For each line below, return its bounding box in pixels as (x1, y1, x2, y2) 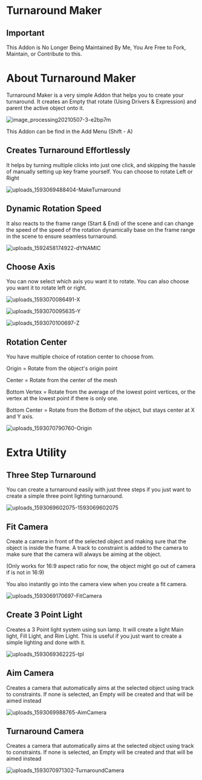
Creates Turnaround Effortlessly (6, 145, 131, 156)
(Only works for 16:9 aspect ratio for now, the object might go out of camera (6, 563, 196, 569)
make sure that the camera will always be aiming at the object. (6, 550, 162, 558)
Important (6, 28, 45, 38)
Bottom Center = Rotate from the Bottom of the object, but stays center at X (6, 406, 195, 414)
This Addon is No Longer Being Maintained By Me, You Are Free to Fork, (6, 44, 186, 51)
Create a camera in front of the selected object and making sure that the (6, 538, 186, 545)
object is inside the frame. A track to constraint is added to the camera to (6, 544, 189, 551)
